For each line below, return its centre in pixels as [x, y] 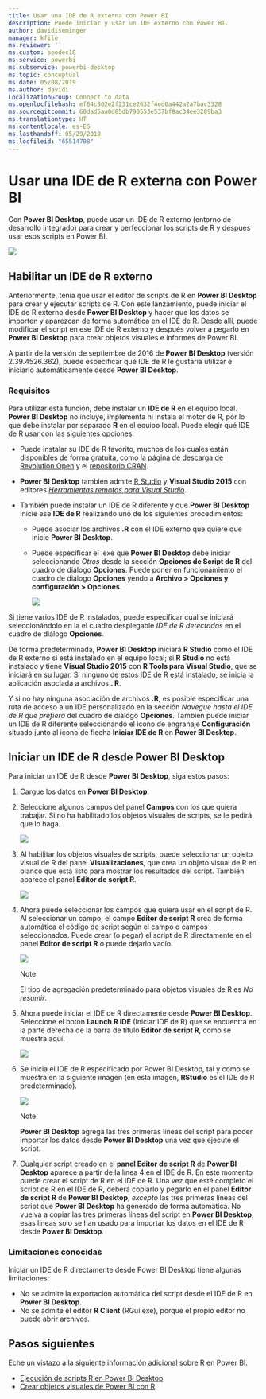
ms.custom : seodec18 [42, 52]
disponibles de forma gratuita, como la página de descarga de [121, 457]
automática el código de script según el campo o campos [114, 927]
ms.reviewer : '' [35, 45]
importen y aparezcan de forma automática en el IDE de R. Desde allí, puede [133, 321]
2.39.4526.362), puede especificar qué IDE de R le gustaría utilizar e [120, 362]
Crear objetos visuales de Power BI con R [87, 1387]
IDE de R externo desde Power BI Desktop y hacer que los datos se [119, 313]
